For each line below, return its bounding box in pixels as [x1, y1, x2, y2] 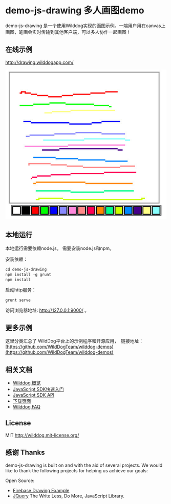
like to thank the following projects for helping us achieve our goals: [5, 467, 148, 473]
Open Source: [5, 477, 35, 484]
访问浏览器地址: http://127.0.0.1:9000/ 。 [5, 307, 90, 313]
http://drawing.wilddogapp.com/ [5, 59, 74, 65]
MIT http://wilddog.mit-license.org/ [5, 432, 79, 439]
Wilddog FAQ [12, 404, 41, 410]
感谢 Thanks [5, 448, 45, 457]
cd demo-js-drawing [5, 267, 47, 272]
